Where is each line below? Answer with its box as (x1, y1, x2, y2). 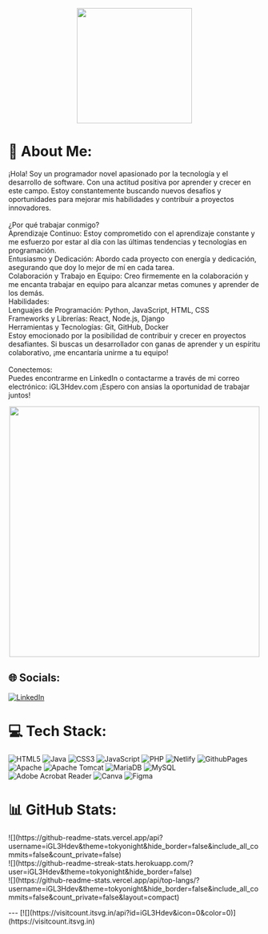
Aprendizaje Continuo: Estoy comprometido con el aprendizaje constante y (8, 228, 255, 238)
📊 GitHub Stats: (8, 800, 118, 819)
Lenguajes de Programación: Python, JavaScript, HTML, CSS (8, 305, 210, 314)
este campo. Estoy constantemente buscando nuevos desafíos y (8, 185, 222, 196)
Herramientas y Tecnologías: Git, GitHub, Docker (8, 321, 169, 332)
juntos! (8, 390, 31, 400)
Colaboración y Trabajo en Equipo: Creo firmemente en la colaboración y (8, 271, 250, 281)
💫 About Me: (8, 143, 93, 160)
